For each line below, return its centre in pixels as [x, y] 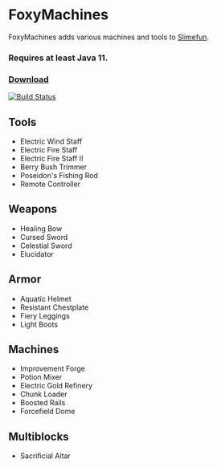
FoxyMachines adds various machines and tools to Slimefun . [108, 37]
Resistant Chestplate [54, 307]
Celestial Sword [46, 246]
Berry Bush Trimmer [53, 167]
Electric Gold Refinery [56, 386]
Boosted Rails [43, 403]
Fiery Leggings [45, 315]
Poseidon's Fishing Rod [59, 175]
